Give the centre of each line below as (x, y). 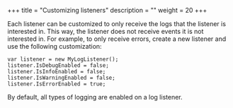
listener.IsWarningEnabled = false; (61, 78)
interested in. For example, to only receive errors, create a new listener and (117, 39)
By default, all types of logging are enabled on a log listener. (95, 97)
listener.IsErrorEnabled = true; (57, 84)
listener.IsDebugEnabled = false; (58, 66)
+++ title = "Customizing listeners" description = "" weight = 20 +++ (107, 10)
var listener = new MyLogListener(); (63, 59)
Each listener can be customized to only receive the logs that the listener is (117, 24)
